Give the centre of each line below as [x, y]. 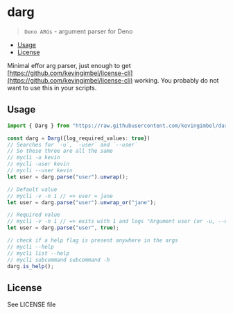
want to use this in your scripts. [52, 88]
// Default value [32, 189]
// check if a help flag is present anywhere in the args [93, 240]
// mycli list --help [38, 253]
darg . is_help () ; [31, 266]
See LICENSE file [32, 305]
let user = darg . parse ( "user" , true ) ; [63, 228]
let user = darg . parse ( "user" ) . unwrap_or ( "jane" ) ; [82, 202]
